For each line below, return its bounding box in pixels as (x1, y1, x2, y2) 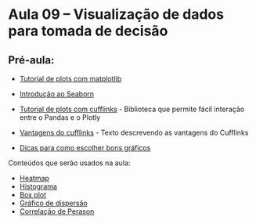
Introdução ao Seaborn (19, 89, 95, 99)
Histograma (19, 182, 57, 191)
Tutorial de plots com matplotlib (19, 74, 122, 83)
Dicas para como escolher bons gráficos (19, 143, 151, 152)
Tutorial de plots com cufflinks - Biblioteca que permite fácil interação (19, 104, 245, 114)
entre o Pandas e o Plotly (19, 113, 101, 122)
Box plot (19, 190, 47, 199)
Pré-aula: (8, 53, 55, 67)
